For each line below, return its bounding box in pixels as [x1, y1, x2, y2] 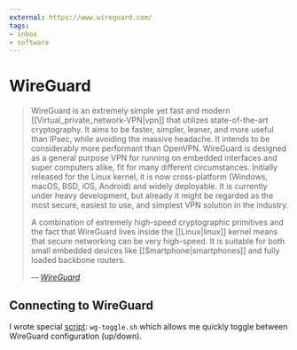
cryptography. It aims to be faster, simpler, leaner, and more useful [30, 124, 275, 135]
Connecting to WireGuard [9, 298, 153, 313]
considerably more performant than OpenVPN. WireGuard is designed [30, 143, 286, 154]
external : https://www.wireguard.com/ [9, 12, 152, 22]
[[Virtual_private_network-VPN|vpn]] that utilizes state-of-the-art [30, 115, 269, 125]
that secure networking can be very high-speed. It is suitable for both [30, 236, 285, 247]
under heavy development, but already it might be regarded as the [30, 190, 274, 201]
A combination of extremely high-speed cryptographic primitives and [30, 217, 284, 227]
